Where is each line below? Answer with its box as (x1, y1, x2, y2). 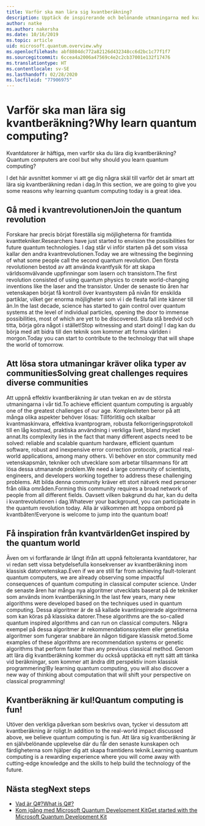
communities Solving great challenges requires (6, 368, 189, 379)
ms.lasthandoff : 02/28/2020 (6, 71, 78, 78)
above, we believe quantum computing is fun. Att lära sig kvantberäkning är (6, 734, 196, 741)
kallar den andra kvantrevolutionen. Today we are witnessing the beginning (6, 250, 193, 257)
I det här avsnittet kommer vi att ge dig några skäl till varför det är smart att (6, 175, 195, 182)
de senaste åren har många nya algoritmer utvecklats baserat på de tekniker (6, 587, 198, 594)
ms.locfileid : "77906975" (6, 77, 72, 83)
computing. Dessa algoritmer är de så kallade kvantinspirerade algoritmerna (6, 606, 198, 614)
